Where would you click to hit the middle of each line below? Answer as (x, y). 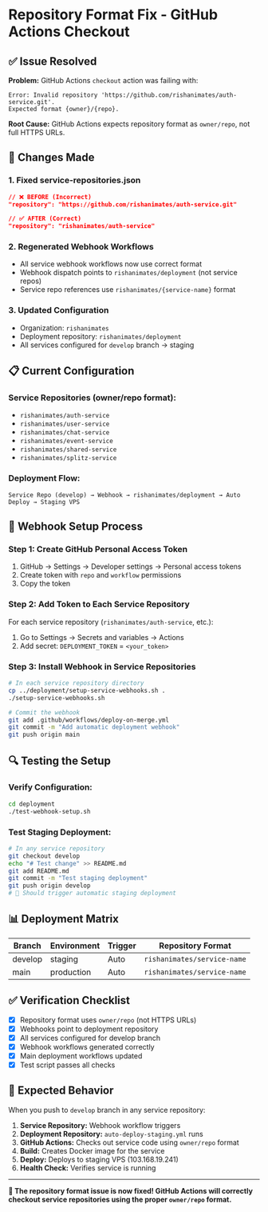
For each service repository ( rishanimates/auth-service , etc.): (111, 622)
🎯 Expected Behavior (61, 1091)
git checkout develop (44, 856)
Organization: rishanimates (64, 328)
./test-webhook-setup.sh (49, 811)
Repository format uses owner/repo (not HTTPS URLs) (108, 1020)
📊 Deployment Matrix (64, 919)
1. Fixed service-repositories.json (75, 180)
